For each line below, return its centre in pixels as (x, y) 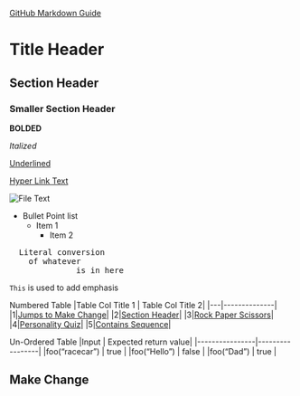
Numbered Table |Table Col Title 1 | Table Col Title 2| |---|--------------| (143, 305)
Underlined (30, 163)
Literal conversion (62, 252)
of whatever (55, 261)
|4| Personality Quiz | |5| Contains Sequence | (90, 324)
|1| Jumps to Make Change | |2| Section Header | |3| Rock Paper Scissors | (141, 315)
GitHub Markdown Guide (56, 13)
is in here (100, 270)
